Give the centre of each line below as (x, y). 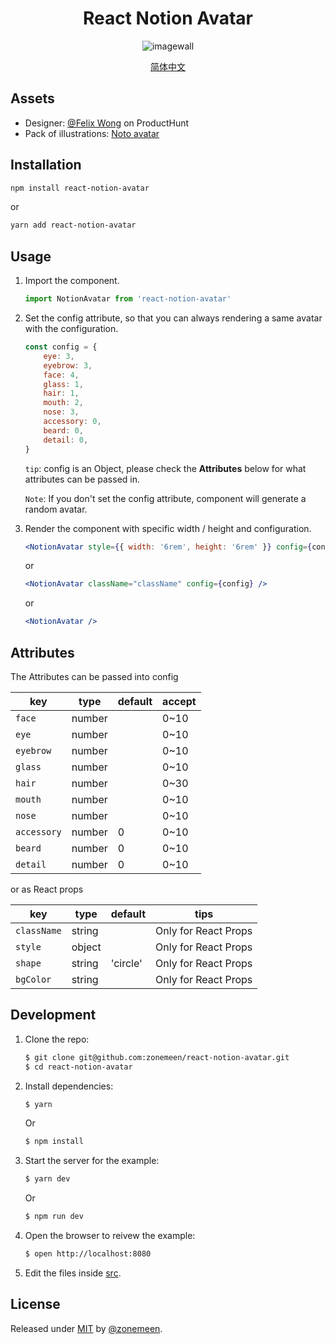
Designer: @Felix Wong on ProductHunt (107, 123)
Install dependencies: (69, 1086)
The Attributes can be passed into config (94, 676)
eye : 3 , (59, 356)
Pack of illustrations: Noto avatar (92, 133)
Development (53, 1015)
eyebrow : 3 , (68, 365)
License (35, 1304)
